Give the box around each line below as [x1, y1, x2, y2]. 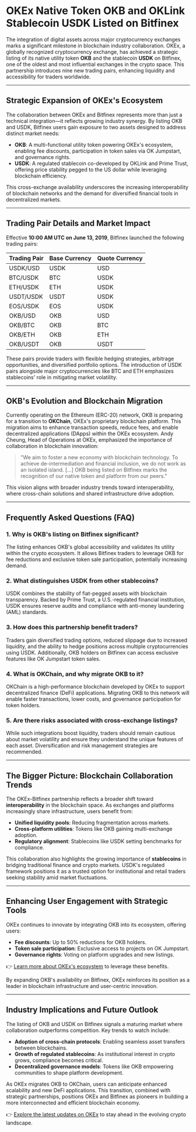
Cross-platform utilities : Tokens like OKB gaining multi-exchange [14, 825, 173, 832]
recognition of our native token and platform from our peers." [20, 473, 167, 480]
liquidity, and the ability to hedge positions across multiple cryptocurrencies [6, 642, 188, 650]
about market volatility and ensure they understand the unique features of [6, 736, 184, 743]
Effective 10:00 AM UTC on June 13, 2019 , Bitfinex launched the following [6, 234, 184, 241]
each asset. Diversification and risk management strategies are [6, 742, 158, 749]
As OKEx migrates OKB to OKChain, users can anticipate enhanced [6, 1081, 167, 1088]
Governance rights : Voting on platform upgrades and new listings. [14, 951, 175, 958]
